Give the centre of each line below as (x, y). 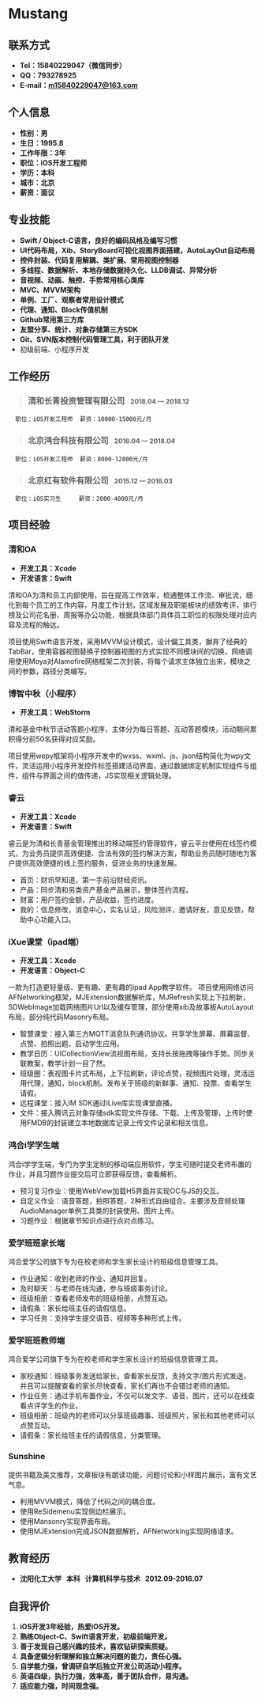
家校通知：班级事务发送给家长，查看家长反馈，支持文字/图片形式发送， (135, 1376)
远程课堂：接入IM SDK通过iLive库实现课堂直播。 (98, 1103)
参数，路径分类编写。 (56, 671)
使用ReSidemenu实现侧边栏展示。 (75, 1511)
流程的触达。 (43, 624)
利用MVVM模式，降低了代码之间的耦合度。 (90, 1501)
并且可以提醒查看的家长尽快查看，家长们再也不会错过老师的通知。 (127, 1386)
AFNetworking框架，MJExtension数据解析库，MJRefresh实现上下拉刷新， (129, 997)
